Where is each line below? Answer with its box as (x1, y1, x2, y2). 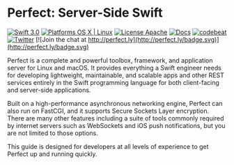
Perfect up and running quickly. (7, 150, 97, 158)
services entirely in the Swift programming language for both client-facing (7, 78, 219, 86)
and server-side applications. (7, 86, 91, 94)
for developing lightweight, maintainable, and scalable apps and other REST (7, 71, 224, 79)
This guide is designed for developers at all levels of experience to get (7, 142, 209, 150)
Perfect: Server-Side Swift (7, 5, 163, 21)
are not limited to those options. (7, 129, 99, 137)
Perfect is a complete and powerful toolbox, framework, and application (7, 56, 213, 64)
